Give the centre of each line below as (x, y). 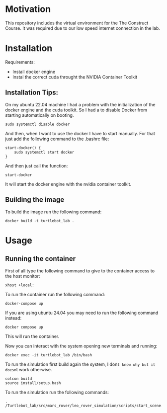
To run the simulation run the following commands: (57, 392)
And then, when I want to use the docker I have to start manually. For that (80, 133)
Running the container (41, 259)
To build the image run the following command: (53, 212)
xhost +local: (20, 285)
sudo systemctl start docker (44, 152)
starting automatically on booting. (40, 115)
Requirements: (20, 62)
